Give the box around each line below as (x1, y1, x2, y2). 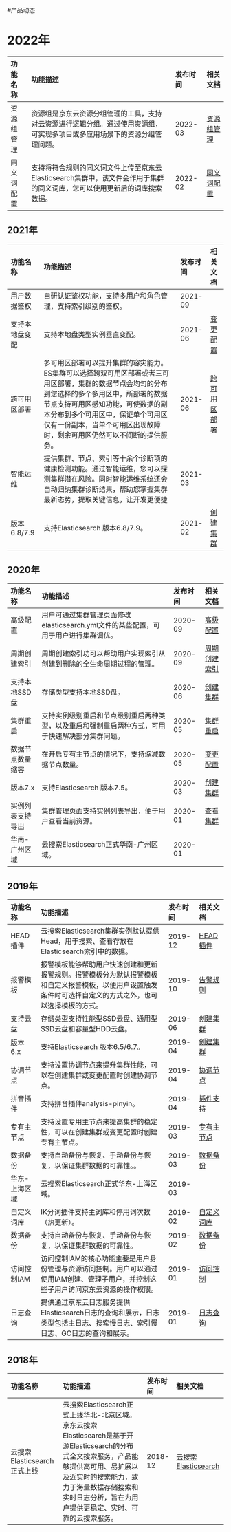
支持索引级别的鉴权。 (57, 301, 126, 311)
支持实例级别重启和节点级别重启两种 (41, 711, 159, 720)
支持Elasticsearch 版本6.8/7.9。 (43, 523, 148, 532)
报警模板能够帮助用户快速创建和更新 (41, 960, 158, 969)
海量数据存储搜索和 (76, 1482, 139, 1492)
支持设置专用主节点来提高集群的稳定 (41, 1117, 158, 1127)
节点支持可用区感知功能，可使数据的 (43, 399, 161, 409)
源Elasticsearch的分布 (63, 1441, 134, 1451)
